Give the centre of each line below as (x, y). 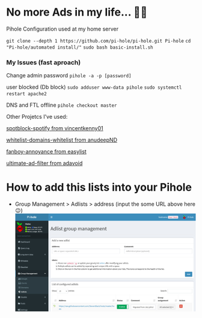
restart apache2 (26, 94)
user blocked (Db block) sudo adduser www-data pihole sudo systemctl (94, 87)
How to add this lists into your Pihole (99, 187)
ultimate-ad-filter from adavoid (44, 163)
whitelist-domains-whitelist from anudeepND (62, 140)
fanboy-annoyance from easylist (47, 152)
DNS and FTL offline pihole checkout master (62, 105)
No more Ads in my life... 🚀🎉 (77, 12)
